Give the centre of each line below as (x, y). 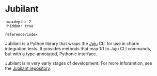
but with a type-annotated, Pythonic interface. (51, 54)
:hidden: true (19, 26)
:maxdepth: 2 (18, 22)
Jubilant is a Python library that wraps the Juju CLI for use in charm (72, 43)
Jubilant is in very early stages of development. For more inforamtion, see (79, 63)
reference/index (21, 34)
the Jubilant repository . (28, 68)
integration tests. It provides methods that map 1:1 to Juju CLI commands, (78, 48)
